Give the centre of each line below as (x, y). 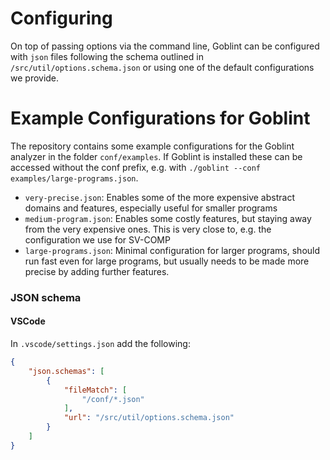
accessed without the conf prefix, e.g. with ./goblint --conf (136, 167)
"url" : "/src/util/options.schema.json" (149, 418)
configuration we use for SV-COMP (97, 239)
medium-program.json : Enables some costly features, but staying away (168, 218)
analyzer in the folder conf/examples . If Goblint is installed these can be (156, 156)
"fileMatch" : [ (95, 390)
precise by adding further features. (97, 271)
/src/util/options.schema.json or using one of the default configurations (162, 67)
